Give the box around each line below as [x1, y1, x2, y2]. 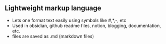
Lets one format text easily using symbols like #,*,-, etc [12, 17, 127, 23]
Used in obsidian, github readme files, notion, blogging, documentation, [12, 22, 161, 28]
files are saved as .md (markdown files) [12, 33, 94, 39]
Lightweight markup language [5, 4, 101, 12]
